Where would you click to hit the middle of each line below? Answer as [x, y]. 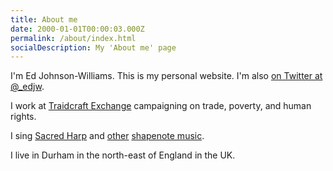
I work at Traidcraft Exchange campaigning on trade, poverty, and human [161, 106]
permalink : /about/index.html [73, 38]
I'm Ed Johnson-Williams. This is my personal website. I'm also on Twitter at [166, 76]
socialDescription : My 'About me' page [93, 47]
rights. [23, 117]
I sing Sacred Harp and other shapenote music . [107, 136]
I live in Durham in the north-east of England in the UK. [123, 155]
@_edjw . [27, 87]
